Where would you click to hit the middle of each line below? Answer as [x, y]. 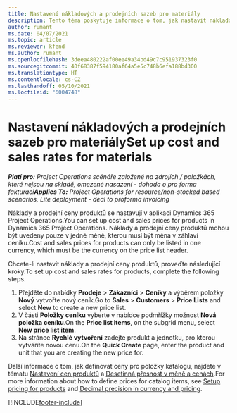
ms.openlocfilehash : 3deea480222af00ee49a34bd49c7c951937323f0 [103, 60]
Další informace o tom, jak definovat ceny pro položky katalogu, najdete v [114, 366]
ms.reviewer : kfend [37, 47]
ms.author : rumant [35, 54]
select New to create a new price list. [72, 308]
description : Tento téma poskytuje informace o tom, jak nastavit [107, 20]
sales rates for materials [80, 158]
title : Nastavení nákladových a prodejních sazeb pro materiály [104, 14]
